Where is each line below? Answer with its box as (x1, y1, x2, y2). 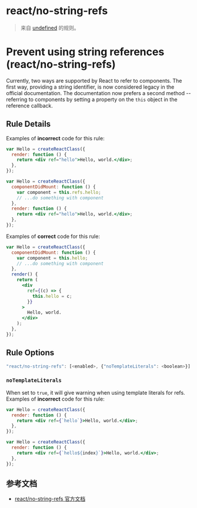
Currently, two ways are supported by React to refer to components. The (6, 77, 182, 84)
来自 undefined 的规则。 (20, 24, 79, 31)
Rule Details (6, 119, 51, 129)
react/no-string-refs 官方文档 (14, 495, 86, 503)
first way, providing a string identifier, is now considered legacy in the (6, 83, 175, 90)
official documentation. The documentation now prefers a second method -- (6, 89, 191, 96)
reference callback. (6, 102, 53, 109)
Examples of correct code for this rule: (6, 233, 100, 240)
